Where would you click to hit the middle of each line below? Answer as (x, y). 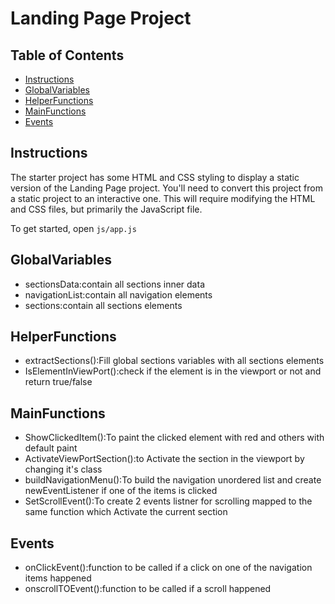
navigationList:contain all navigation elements (118, 294)
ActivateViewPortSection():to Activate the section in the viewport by (164, 459)
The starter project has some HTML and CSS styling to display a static (155, 177)
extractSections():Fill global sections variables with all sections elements (174, 361)
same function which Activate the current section (126, 512)
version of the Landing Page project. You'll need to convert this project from (166, 188)
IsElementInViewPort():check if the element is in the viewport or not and (173, 371)
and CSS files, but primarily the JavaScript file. (106, 209)
